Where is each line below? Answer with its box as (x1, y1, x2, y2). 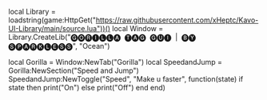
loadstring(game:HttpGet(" (8, 15, 96, 25)
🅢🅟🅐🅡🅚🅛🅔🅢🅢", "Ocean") (8, 42, 110, 50)
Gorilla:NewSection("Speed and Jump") (8, 66, 140, 75)
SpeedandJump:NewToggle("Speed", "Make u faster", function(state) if (8, 74, 244, 83)
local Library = (8, 7, 56, 16)
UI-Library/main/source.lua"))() (8, 24, 110, 33)
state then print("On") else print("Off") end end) (8, 83, 166, 92)
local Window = (111, 24, 164, 33)
